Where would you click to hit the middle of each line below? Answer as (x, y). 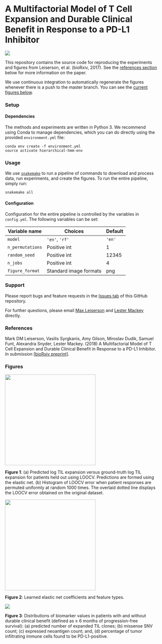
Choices (74, 231)
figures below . (19, 92)
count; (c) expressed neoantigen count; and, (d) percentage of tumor (74, 631)
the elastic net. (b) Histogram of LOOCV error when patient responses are (78, 483)
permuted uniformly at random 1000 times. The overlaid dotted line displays (80, 487)
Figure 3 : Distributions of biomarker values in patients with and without (75, 616)
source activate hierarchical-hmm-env (44, 151)
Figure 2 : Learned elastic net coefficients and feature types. (65, 597)
